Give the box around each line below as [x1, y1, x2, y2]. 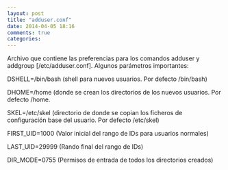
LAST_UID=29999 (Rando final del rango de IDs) [7, 143, 144, 151]
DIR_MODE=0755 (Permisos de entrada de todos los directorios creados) [7, 156, 214, 165]
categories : [7, 36, 41, 42]
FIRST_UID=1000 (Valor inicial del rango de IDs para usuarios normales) [7, 130, 209, 138]
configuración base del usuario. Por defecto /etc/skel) [7, 116, 160, 124]
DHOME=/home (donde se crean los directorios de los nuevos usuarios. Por [7, 88, 221, 97]
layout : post [7, 10, 45, 17]
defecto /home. [7, 95, 51, 104]
